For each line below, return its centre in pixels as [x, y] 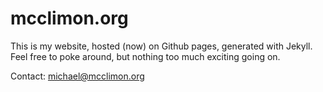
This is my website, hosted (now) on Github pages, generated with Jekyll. [161, 46]
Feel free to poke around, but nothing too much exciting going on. [145, 56]
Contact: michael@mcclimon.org [77, 76]
